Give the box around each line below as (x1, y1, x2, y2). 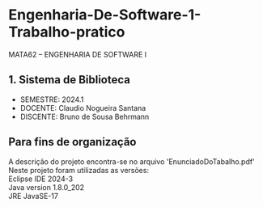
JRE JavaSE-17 (8, 191, 59, 201)
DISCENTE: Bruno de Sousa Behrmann (19, 112, 150, 121)
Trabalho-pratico (8, 23, 125, 41)
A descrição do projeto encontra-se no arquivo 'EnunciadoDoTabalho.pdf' (8, 156, 255, 167)
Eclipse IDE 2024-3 (8, 174, 74, 184)
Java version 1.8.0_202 (8, 182, 85, 192)
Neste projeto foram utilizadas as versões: (8, 165, 150, 175)
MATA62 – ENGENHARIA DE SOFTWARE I (8, 49, 147, 59)
